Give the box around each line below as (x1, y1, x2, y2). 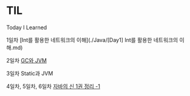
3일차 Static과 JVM (6, 69, 53, 77)
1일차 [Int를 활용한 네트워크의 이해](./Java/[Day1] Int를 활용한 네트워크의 (6, 36, 178, 43)
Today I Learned (6, 24, 47, 31)
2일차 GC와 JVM (6, 57, 47, 64)
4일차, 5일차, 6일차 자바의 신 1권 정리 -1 (6, 83, 100, 90)
